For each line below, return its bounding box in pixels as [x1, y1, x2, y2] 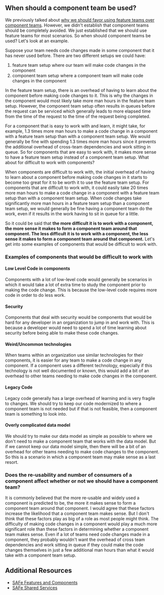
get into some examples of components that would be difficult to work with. [5, 241, 158, 247]
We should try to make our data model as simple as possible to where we [5, 433, 153, 439]
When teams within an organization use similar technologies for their [5, 352, 143, 358]
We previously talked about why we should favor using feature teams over [5, 17, 155, 23]
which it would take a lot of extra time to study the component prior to [5, 282, 146, 287]
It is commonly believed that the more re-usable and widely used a [5, 495, 140, 501]
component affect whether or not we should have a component [5, 478, 158, 484]
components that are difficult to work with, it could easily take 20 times [5, 184, 148, 191]
